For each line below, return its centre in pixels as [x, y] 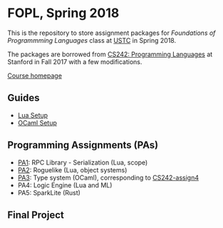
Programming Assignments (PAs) [83, 145]
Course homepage [35, 76]
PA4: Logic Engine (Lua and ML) [65, 185]
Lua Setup [33, 115]
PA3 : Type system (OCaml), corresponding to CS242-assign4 [108, 177]
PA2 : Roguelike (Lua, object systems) [72, 170]
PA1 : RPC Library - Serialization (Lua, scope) [83, 162]
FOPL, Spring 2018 [63, 13]
